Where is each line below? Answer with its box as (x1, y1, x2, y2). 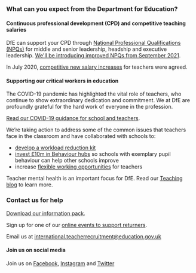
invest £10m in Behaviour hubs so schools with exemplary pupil (14, 151, 171, 158)
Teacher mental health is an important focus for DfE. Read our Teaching (6, 175, 183, 182)
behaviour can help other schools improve (14, 157, 120, 164)
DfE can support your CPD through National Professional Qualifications (6, 39, 181, 47)
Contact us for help (6, 196, 64, 204)
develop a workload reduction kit (14, 144, 96, 151)
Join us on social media (6, 247, 66, 254)
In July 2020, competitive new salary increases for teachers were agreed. (6, 63, 188, 70)
